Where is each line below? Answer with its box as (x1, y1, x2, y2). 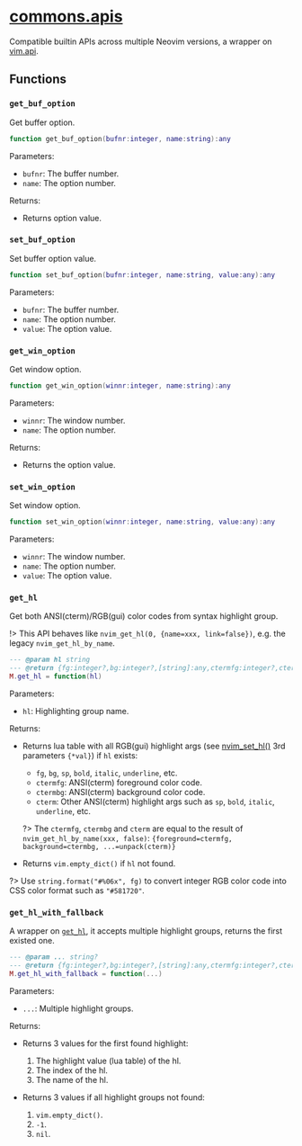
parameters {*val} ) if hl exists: (22, 749, 138, 761)
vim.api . (9, 45, 39, 56)
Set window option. (9, 500, 81, 511)
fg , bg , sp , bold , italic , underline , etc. (35, 767, 178, 778)
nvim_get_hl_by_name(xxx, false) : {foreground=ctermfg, (22, 832, 233, 843)
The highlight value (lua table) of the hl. (35, 1055, 182, 1066)
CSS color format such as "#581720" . (9, 884, 146, 896)
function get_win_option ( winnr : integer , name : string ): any (9, 381, 231, 390)
